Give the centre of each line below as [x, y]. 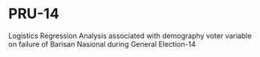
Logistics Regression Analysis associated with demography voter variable [130, 36]
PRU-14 [34, 14]
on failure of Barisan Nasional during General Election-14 [102, 44]
